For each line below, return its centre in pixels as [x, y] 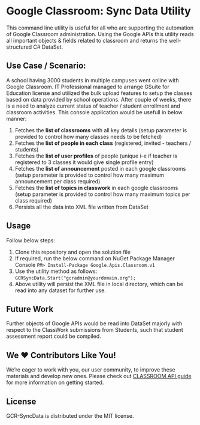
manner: [16, 118]
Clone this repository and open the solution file [72, 252]
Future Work [30, 309]
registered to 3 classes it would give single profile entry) [84, 162]
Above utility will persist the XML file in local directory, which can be [99, 284]
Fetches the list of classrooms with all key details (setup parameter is [101, 130]
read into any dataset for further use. [60, 290]
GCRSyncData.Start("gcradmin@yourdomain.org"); [75, 278]
